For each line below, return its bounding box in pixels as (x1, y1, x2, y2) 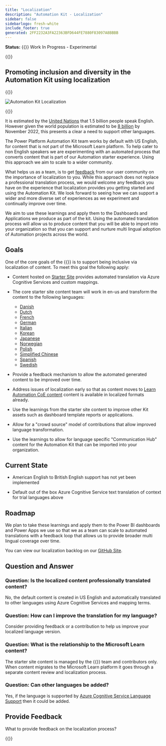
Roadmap (5, 509, 36, 517)
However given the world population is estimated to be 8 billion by (5, 123, 140, 129)
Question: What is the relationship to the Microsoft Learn (5, 641, 145, 648)
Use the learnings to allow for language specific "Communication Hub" (12, 436, 157, 442)
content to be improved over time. (12, 376, 82, 383)
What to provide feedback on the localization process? (5, 726, 117, 732)
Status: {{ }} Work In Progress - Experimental (5, 44, 97, 50)
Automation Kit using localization (5, 76, 111, 84)
